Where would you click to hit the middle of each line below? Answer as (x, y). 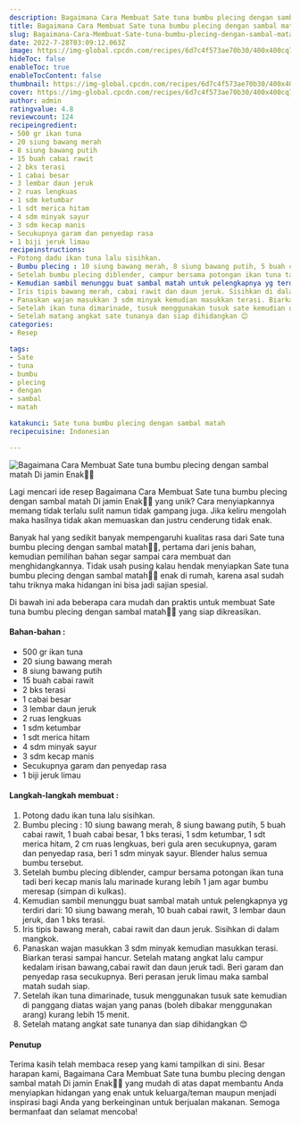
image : (21, 51)
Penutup (25, 1045)
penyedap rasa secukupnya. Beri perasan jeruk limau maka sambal (145, 977)
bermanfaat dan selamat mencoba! (74, 1112)
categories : (31, 325)
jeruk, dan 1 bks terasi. (63, 920)
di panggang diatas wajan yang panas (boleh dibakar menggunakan (147, 1005)
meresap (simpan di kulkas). (74, 891)
